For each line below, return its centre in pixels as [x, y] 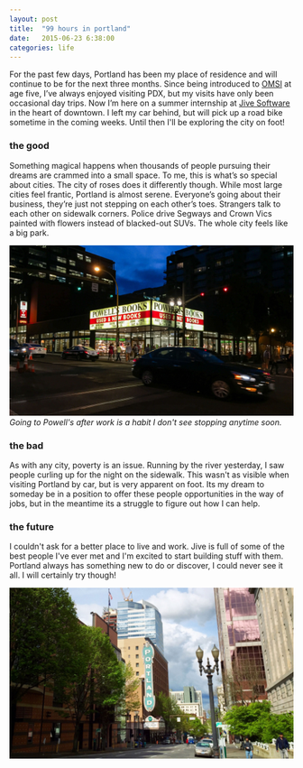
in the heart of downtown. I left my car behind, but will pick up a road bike [146, 113]
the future [32, 526]
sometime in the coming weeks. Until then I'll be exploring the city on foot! [147, 123]
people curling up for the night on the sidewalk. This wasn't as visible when [150, 475]
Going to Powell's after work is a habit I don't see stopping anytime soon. [146, 422]
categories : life [42, 48]
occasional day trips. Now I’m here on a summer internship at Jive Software [150, 103]
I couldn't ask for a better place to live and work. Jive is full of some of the [147, 547]
